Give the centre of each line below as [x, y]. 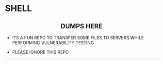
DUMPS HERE [81, 26]
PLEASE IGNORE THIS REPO [41, 52]
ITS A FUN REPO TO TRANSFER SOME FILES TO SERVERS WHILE [78, 38]
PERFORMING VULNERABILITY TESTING [53, 43]
